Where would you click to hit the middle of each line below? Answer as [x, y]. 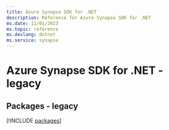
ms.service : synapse [33, 40]
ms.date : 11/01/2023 [33, 23]
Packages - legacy [42, 106]
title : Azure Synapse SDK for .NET [52, 12]
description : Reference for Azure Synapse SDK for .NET [79, 18]
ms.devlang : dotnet [31, 35]
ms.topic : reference [33, 29]
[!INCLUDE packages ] [34, 121]
